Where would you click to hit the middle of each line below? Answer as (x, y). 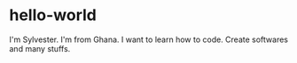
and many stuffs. (40, 48)
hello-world (53, 15)
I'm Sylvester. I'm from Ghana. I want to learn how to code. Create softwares (148, 39)
